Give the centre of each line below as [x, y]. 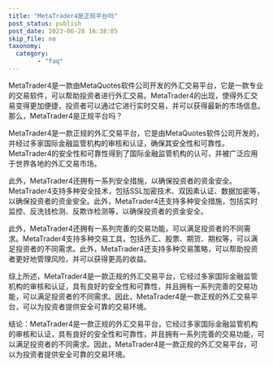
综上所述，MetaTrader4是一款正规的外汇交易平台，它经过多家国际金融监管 [133, 276]
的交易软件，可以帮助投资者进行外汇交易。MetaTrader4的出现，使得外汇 [130, 95]
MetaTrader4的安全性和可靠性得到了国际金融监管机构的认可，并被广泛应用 [133, 153]
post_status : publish [45, 24]
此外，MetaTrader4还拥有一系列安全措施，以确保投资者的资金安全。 [123, 180]
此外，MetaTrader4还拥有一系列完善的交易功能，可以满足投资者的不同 [126, 228]
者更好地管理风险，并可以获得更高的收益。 [80, 259]
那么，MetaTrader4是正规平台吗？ [66, 115]
